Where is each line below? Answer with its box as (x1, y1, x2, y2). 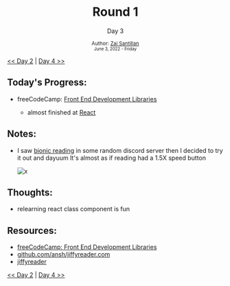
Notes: (7, 128, 36, 140)
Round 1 (92, 4, 139, 20)
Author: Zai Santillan (91, 40, 139, 47)
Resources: (7, 224, 57, 237)
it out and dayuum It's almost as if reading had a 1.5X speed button (16, 154, 207, 162)
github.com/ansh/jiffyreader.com (16, 250, 111, 259)
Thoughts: (7, 187, 53, 198)
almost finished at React (27, 108, 96, 117)
